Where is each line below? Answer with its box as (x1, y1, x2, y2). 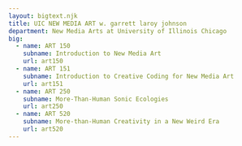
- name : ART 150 (15, 42, 71, 50)
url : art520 (23, 125, 63, 133)
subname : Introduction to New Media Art (23, 49, 162, 58)
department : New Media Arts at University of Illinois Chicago (8, 27, 227, 35)
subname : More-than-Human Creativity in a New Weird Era (23, 118, 220, 126)
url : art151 (23, 79, 63, 88)
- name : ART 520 (15, 110, 71, 118)
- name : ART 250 (15, 87, 71, 96)
